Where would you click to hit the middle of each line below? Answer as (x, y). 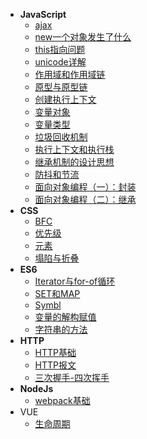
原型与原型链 (61, 87)
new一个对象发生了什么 (83, 37)
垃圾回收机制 (61, 137)
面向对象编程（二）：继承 (85, 199)
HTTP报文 (55, 365)
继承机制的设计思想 (74, 162)
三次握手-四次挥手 (72, 377)
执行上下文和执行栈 (74, 149)
